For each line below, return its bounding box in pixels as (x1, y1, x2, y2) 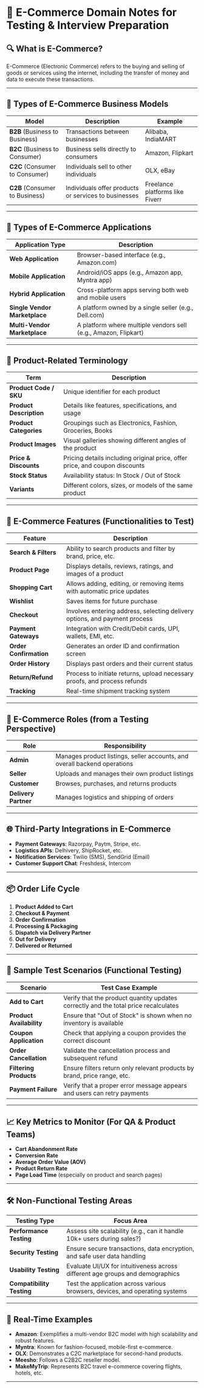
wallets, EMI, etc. (66, 632, 114, 640)
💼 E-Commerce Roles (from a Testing (6, 714, 149, 724)
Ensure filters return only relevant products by (63, 1063, 194, 1072)
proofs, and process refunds (66, 677, 148, 685)
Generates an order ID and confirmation (66, 642, 180, 651)
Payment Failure (9, 1085, 58, 1093)
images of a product (66, 570, 124, 578)
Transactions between (66, 127, 129, 136)
